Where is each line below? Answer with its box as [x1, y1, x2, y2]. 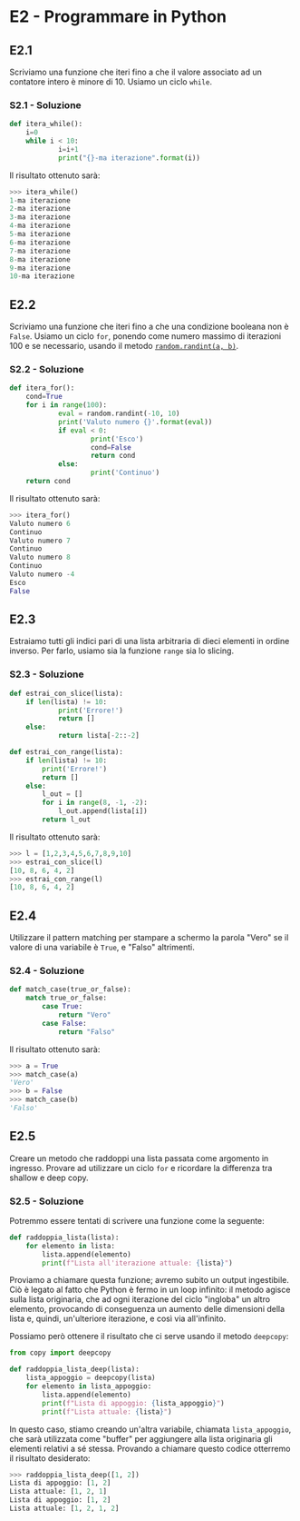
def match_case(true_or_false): [9, 985, 131, 994]
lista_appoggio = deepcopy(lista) [25, 1374, 156, 1383]
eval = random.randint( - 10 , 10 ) [57, 409, 180, 419]
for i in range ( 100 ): [25, 401, 107, 410]
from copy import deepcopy [9, 1348, 111, 1357]
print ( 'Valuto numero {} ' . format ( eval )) [57, 417, 213, 426]
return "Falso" [57, 1027, 116, 1037]
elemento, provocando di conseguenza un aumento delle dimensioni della [9, 1304, 285, 1315]
